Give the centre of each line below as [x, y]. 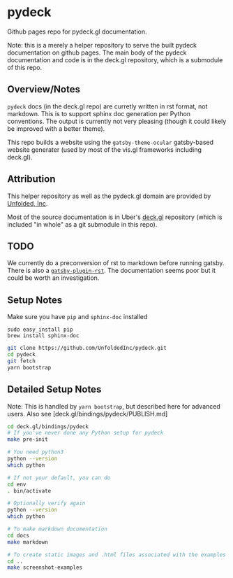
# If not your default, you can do [59, 478]
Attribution [31, 179]
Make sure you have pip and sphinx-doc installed [77, 317]
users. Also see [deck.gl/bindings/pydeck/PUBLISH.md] [88, 414]
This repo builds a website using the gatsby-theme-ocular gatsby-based [111, 142]
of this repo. [25, 67]
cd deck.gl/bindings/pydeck [48, 427]
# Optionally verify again [46, 503]
